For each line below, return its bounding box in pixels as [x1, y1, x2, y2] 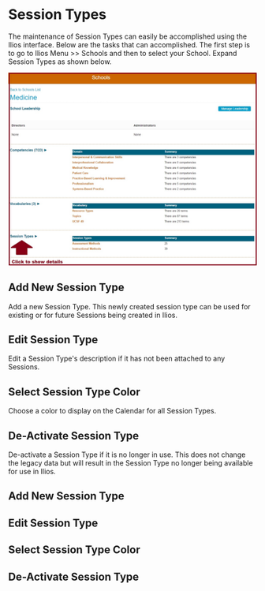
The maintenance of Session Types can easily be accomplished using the [8, 32, 247, 41]
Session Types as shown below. [8, 57, 112, 66]
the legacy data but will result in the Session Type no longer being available [8, 458, 254, 467]
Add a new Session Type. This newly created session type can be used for [8, 301, 251, 311]
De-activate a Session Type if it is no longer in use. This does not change [8, 450, 246, 459]
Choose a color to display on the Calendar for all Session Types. [8, 406, 217, 416]
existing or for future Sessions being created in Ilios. [8, 310, 177, 320]
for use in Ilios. [8, 466, 57, 476]
